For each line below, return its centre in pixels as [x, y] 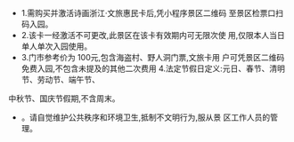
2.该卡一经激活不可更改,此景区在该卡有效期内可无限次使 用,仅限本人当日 [153, 35]
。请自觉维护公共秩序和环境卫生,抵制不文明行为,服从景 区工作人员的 [146, 117]
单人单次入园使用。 [57, 46]
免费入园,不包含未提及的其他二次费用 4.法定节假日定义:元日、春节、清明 [153, 68]
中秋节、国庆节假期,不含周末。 [65, 99]
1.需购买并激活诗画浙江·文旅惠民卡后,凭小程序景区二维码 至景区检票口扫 [152, 13]
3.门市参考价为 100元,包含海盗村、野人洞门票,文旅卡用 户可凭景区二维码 [153, 57]
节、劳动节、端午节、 [60, 79]
